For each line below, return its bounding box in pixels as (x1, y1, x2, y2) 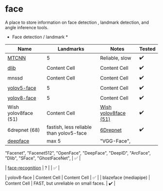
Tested (139, 45, 156, 52)
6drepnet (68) (7, 127, 40, 133)
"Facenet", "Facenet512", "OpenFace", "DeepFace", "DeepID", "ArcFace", (5, 150, 151, 156)
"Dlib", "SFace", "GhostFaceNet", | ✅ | (5, 155, 81, 161)
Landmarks (57, 45, 84, 52)
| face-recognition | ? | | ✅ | (5, 165, 60, 171)
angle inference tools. (5, 24, 49, 30)
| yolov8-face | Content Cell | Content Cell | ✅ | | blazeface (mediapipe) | (5, 175, 150, 180)
